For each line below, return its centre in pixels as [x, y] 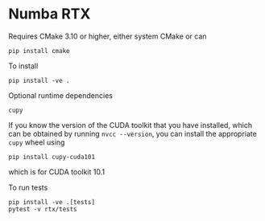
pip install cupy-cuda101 [52, 157]
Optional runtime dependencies [60, 95]
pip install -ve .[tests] [52, 202]
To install [23, 66]
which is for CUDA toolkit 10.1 [57, 172]
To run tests [28, 187]
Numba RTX [50, 14]
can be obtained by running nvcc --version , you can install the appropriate [133, 133]
